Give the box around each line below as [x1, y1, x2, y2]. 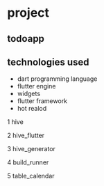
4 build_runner [7, 158, 49, 166]
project [7, 5, 50, 21]
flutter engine [17, 82, 56, 91]
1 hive [7, 118, 24, 126]
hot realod [17, 104, 47, 113]
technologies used [7, 56, 89, 68]
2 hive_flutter [7, 131, 45, 140]
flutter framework [17, 97, 68, 105]
